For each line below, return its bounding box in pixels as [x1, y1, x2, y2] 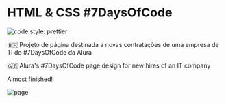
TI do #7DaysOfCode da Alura [7, 48, 92, 56]
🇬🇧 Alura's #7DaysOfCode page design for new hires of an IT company [7, 61, 211, 70]
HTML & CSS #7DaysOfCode [7, 5, 173, 20]
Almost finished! [7, 75, 53, 83]
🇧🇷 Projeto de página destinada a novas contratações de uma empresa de [7, 40, 219, 48]
